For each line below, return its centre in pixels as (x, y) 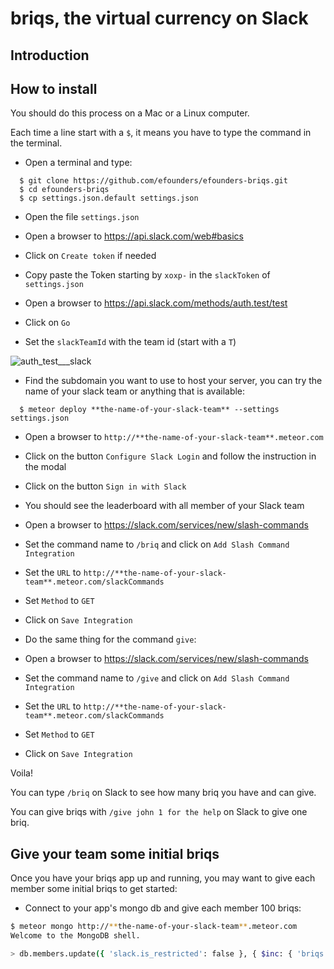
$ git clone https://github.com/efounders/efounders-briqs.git (153, 181)
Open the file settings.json (82, 217)
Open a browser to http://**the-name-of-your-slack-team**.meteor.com (174, 437)
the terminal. (36, 143)
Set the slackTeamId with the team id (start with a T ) (130, 342)
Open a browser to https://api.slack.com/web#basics (134, 236)
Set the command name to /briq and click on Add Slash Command (157, 544)
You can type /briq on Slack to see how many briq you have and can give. (163, 793)
